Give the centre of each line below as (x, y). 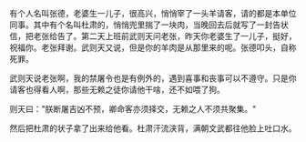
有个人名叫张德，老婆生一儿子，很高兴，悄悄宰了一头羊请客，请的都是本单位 (153, 13)
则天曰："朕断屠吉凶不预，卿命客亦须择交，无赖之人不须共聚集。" (133, 109)
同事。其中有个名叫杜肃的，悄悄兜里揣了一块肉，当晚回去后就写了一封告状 (149, 25)
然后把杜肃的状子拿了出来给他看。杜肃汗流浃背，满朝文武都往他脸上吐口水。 (153, 128)
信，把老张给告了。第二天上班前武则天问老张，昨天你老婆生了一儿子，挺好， (153, 36)
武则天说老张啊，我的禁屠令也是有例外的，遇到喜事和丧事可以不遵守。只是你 (153, 78)
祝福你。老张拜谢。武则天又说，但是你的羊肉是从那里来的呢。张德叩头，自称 (153, 47)
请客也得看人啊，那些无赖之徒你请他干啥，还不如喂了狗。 (117, 90)
